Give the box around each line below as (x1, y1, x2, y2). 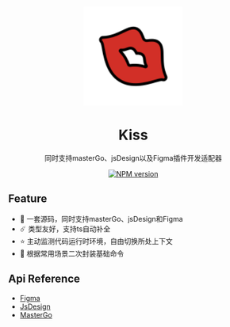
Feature (8, 192, 48, 206)
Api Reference (8, 272, 81, 286)
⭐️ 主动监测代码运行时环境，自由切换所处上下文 (19, 236, 173, 245)
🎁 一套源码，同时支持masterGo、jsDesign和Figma (19, 214, 184, 223)
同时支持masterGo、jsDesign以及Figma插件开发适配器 (44, 153, 222, 162)
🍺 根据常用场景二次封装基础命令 (19, 249, 125, 258)
